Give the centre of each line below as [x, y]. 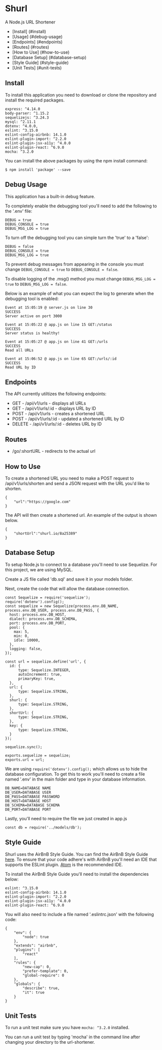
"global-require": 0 [43, 975]
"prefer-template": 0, [46, 971]
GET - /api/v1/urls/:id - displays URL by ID [54, 408]
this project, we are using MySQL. [39, 569]
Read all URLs [20, 350]
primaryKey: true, [37, 679]
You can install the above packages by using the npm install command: [76, 161]
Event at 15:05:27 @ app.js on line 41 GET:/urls [57, 342]
